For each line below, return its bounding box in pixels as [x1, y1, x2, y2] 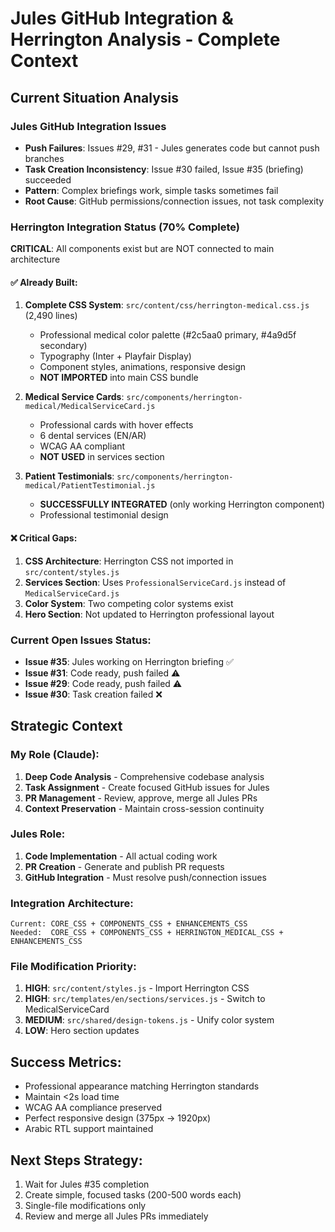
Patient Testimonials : [24, 470, 115, 482]
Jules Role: [10, 827, 66, 841]
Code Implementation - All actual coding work [24, 850, 218, 862]
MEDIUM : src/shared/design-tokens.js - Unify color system [24, 1014, 275, 1026]
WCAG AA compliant [39, 440, 126, 452]
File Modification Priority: [10, 960, 137, 974]
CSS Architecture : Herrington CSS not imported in [24, 555, 234, 567]
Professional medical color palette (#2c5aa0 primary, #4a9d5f [39, 329, 297, 341]
